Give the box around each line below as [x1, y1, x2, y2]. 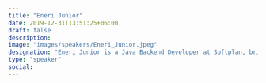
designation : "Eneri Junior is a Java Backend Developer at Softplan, [8, 48, 246, 56]
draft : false [8, 26, 51, 34]
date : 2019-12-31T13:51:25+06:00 [8, 19, 119, 27]
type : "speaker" [8, 56, 62, 64]
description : [8, 33, 51, 42]
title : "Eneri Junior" [8, 11, 83, 20]
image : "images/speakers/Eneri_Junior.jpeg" [8, 41, 158, 49]
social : [8, 63, 34, 71]
